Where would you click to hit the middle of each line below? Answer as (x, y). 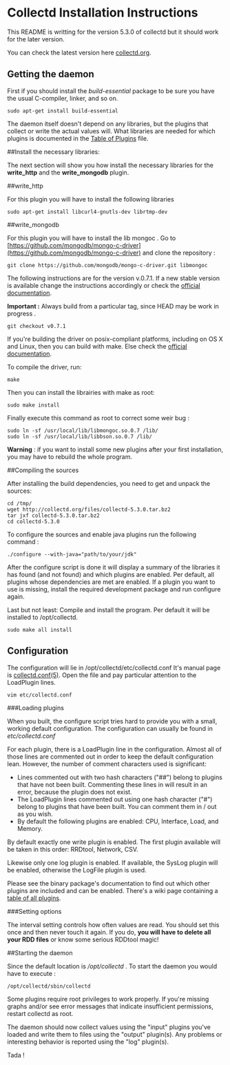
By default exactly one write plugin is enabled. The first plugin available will (114, 842)
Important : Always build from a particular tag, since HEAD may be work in (113, 306)
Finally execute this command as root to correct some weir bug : (98, 418)
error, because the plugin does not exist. (74, 792)
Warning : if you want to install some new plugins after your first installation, (115, 449)
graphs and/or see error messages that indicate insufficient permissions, (110, 1006)
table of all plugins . (34, 898)
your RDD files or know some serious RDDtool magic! (83, 939)
